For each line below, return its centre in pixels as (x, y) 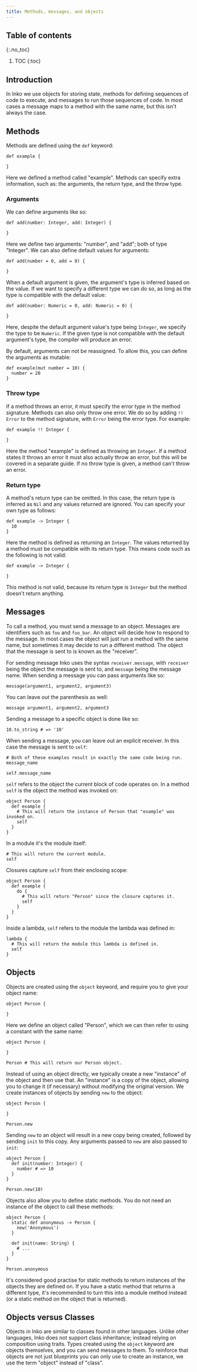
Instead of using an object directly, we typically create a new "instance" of (96, 1074)
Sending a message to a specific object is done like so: (73, 718)
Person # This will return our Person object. (64, 1063)
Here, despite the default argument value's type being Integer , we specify (96, 327)
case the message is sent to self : (47, 747)
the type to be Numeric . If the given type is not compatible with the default (95, 334)
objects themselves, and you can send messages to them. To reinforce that (97, 1350)
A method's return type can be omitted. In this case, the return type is (91, 498)
